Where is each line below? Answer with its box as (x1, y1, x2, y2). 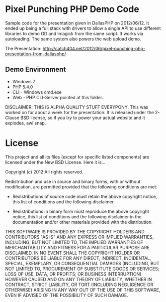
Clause (5, 115, 20, 121)
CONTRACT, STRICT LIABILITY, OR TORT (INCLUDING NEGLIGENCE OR (5, 282, 154, 288)
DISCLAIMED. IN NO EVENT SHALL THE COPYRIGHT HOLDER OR (5, 250, 140, 256)
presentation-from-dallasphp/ (5, 51, 66, 57)
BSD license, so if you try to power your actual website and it (20, 115, 145, 121)
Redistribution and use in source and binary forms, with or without (5, 178, 141, 184)
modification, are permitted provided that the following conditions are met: (5, 183, 158, 190)
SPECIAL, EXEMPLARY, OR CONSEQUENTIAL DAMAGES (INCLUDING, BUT (5, 260, 160, 266)
